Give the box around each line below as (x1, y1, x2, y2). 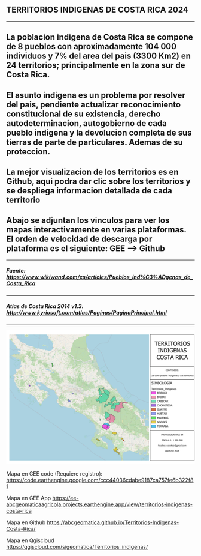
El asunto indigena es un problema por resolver (6, 90, 185, 100)
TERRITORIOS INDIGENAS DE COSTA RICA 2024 (6, 5, 188, 15)
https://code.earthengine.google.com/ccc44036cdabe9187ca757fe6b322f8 (6, 477, 194, 484)
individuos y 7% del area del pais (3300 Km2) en (6, 51, 191, 61)
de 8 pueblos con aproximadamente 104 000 (6, 41, 177, 52)
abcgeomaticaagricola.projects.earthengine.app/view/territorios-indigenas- (6, 501, 193, 508)
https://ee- (52, 495, 79, 502)
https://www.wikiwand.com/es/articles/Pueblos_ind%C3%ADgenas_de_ (6, 273, 193, 281)
